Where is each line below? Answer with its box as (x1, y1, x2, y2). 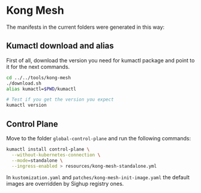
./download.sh (6, 80, 42, 86)
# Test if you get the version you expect (6, 96, 114, 102)
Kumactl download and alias (6, 41, 114, 51)
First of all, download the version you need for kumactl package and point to (6, 56, 195, 64)
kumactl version (6, 102, 47, 108)
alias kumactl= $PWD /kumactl (6, 86, 77, 92)
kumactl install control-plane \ (6, 146, 90, 152)
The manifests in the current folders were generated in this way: (6, 23, 165, 31)
